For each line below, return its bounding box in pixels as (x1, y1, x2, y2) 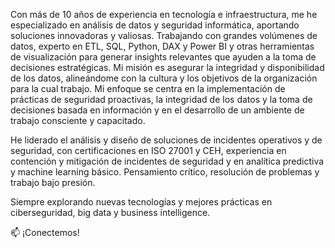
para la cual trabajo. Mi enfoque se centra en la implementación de (10, 83, 286, 94)
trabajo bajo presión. (10, 177, 96, 188)
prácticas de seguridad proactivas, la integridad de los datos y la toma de (10, 94, 313, 105)
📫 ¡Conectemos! (10, 227, 80, 238)
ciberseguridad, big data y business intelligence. (10, 207, 211, 218)
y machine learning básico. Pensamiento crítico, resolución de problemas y (10, 166, 320, 178)
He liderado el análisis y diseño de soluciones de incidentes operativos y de (10, 134, 323, 146)
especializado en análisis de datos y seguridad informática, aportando (10, 19, 300, 31)
